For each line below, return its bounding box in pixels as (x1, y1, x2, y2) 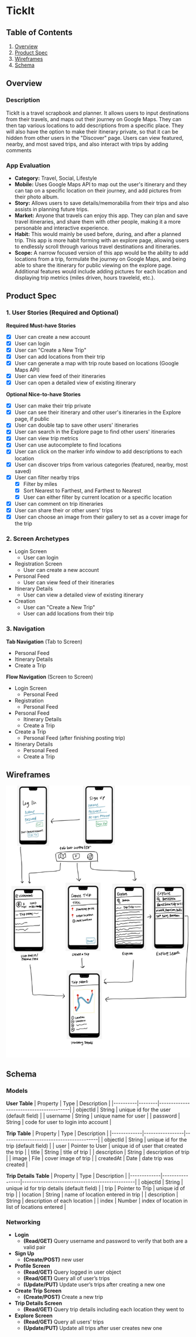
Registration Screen (14, 560, 63, 567)
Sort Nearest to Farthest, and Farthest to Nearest (23, 487, 142, 494)
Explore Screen (14, 1312, 53, 1319)
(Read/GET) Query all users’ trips (23, 1318, 104, 1325)
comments (6, 146, 32, 153)
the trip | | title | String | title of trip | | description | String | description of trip (6, 1149, 190, 1156)
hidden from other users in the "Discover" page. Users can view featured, (6, 134, 184, 141)
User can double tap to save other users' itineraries (14, 421, 139, 428)
